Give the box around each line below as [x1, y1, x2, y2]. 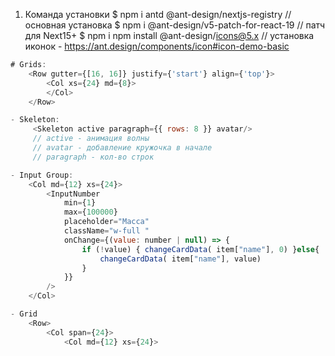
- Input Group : [10, 170, 74, 180]
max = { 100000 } [63, 207, 118, 218]
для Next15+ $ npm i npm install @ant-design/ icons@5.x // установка [24, 30, 315, 41]
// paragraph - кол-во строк [32, 152, 155, 162]
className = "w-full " [63, 226, 150, 236]
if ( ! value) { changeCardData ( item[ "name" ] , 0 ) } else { [81, 244, 320, 254]
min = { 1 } [63, 198, 97, 208]
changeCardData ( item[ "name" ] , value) [99, 254, 262, 264]
